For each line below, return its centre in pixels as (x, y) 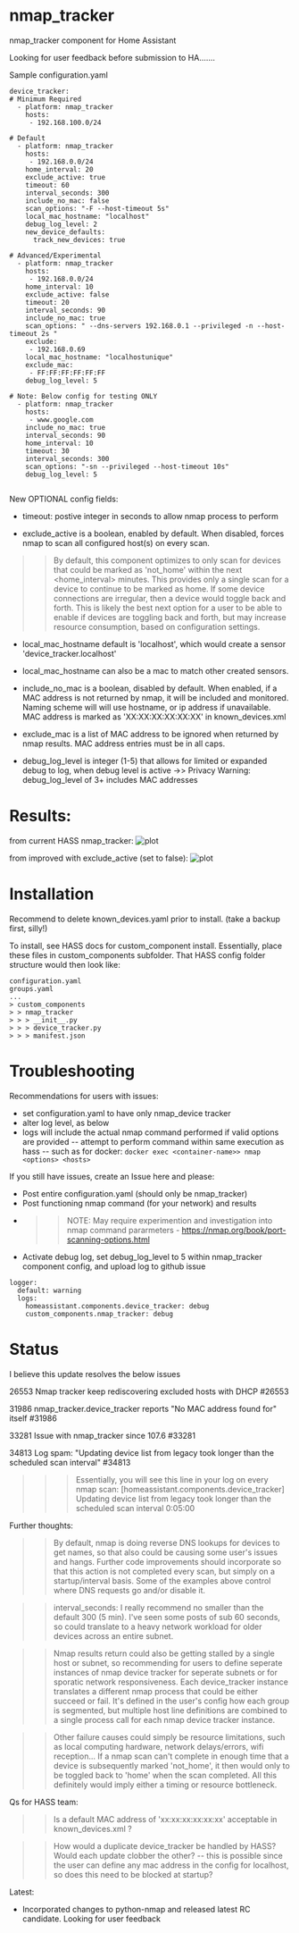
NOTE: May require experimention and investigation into (170, 1220)
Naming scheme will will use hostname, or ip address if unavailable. (146, 707)
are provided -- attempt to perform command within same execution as (153, 1141)
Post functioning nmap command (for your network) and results (139, 1203)
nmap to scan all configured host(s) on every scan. (116, 542)
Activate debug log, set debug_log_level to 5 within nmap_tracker (142, 1256)
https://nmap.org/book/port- (234, 1230)
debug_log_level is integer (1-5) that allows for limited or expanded (145, 761)
